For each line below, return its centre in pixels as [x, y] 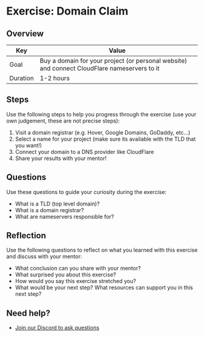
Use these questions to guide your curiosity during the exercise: [87, 192]
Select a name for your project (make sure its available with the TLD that [105, 139]
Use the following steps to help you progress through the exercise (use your [101, 114]
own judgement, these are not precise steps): [63, 121]
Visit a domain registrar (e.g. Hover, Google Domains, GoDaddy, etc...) [103, 132]
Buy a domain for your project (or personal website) [113, 61]
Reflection [26, 235]
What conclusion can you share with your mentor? [78, 269]
